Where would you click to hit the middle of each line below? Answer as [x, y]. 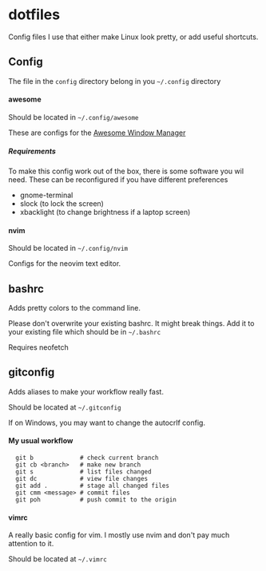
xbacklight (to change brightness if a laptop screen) [105, 212]
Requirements [32, 151]
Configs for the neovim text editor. [65, 264]
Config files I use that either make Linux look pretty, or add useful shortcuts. [133, 37]
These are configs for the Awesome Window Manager [97, 133]
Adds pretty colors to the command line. [75, 307]
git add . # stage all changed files [93, 486]
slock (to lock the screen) [62, 203]
